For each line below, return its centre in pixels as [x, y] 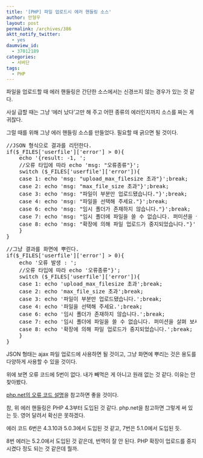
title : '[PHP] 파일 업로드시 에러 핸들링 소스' [59, 12]
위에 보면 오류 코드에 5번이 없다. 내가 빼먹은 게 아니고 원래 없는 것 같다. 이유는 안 [101, 375]
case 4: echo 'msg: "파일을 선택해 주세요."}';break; [93, 201]
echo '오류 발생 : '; [48, 263]
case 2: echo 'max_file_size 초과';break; [81, 292]
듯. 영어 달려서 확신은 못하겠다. [49, 416]
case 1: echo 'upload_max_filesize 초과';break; [91, 284]
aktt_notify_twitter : [34, 34]
